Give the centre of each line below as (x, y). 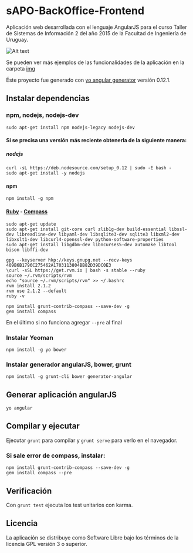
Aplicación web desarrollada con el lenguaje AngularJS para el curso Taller (97, 27)
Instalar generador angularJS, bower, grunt (69, 364)
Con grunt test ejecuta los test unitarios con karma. (70, 505)
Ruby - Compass (27, 211)
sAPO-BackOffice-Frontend (75, 11)
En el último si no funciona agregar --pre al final (64, 322)
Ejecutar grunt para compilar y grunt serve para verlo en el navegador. (92, 440)
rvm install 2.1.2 (28, 286)
